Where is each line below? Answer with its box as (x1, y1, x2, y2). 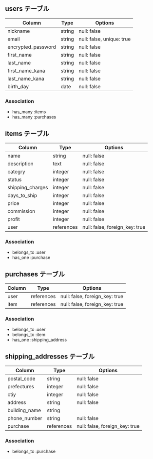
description (7, 160, 34, 167)
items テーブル (5, 129, 50, 138)
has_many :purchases (12, 114, 57, 120)
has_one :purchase (12, 255, 51, 260)
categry (7, 168, 25, 175)
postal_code (7, 375, 36, 382)
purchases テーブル (5, 270, 65, 278)
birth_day (7, 83, 29, 90)
